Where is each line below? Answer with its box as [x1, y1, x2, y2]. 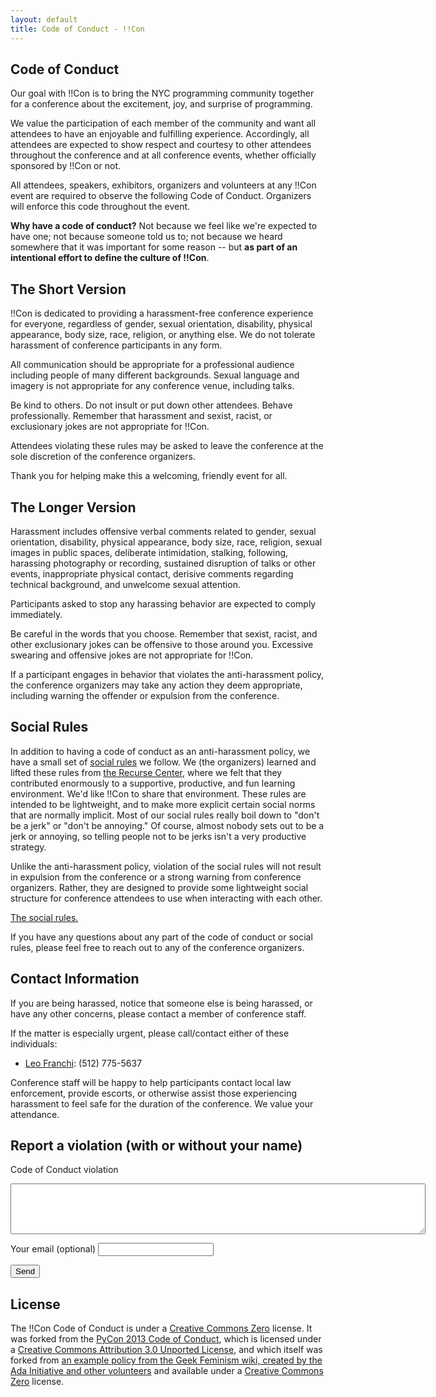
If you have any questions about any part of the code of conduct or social [10, 931, 313, 943]
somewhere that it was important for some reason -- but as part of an [10, 241, 298, 253]
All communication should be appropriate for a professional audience [10, 359, 295, 371]
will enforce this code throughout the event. [10, 201, 191, 213]
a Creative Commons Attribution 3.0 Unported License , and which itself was [10, 1344, 323, 1356]
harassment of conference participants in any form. [10, 339, 223, 351]
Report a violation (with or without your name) [10, 1137, 303, 1154]
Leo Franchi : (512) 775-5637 [24, 1057, 143, 1069]
